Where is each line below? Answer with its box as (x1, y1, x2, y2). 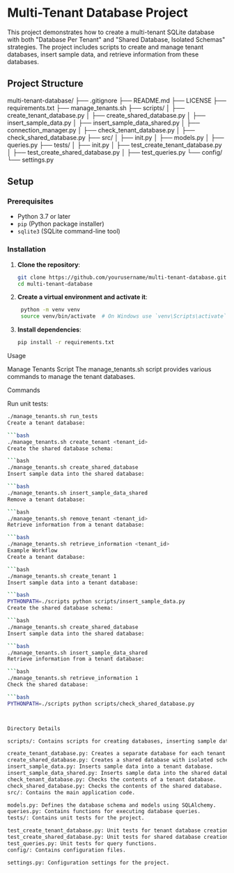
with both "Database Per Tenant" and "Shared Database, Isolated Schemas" (7, 35, 226, 43)
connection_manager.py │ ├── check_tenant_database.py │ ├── (7, 125, 195, 134)
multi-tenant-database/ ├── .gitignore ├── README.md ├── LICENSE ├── (7, 96, 226, 105)
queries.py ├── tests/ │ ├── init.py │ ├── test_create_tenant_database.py (7, 141, 222, 149)
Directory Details (7, 725, 61, 732)
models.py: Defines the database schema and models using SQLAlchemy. (7, 801, 217, 809)
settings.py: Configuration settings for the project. (7, 859, 170, 866)
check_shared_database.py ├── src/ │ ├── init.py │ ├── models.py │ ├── (7, 133, 224, 141)
